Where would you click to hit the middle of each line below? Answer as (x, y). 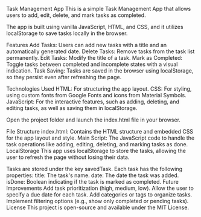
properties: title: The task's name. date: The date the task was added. (93, 175)
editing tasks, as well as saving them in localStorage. (72, 108)
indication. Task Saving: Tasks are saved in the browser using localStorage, (100, 71)
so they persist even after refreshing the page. (64, 77)
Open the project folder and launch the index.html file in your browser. (94, 120)
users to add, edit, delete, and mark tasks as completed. (76, 15)
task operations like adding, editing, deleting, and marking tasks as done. (97, 144)
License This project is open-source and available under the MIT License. (97, 207)
